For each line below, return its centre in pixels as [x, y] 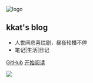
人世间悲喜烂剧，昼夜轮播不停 [51, 42]
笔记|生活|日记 [32, 49]
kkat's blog [27, 27]
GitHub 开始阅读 [26, 62]
